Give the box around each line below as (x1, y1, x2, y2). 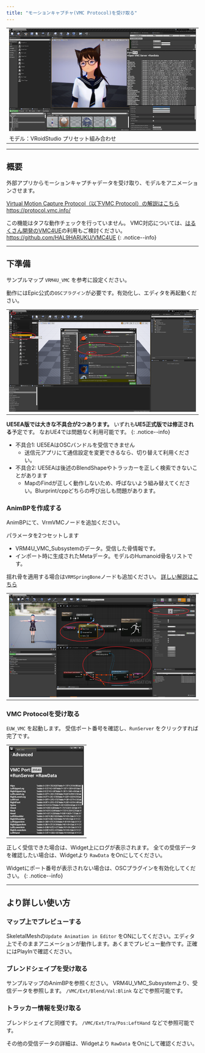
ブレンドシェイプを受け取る (6, 964, 88, 973)
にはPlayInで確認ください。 (6, 948, 75, 955)
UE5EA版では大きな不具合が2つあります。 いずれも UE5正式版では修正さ (6, 420, 189, 428)
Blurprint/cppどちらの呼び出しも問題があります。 (35, 486, 159, 494)
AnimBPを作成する (6, 504, 62, 512)
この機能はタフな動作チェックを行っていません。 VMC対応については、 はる (6, 219, 196, 226)
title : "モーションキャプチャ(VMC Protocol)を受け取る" (6, 10, 137, 16)
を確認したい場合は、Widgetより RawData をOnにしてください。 (6, 851, 166, 859)
